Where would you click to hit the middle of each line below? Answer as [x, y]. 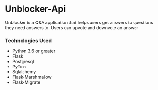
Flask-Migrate [26, 82]
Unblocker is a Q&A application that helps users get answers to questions [79, 22]
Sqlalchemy [24, 72]
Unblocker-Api [35, 9]
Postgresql [23, 62]
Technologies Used [29, 40]
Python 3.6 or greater [34, 51]
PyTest [19, 67]
